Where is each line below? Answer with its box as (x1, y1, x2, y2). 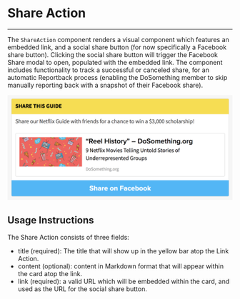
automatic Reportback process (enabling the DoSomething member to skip (7, 73, 228, 81)
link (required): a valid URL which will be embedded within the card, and (17, 277, 230, 286)
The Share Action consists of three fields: (7, 233, 130, 242)
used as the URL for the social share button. (17, 285, 148, 293)
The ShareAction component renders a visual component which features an (7, 35, 230, 44)
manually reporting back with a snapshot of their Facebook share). (7, 81, 204, 89)
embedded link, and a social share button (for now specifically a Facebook (7, 43, 227, 51)
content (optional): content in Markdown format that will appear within (17, 262, 224, 270)
